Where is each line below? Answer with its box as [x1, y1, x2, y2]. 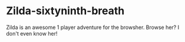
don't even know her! [6, 30, 58, 37]
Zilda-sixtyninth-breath [6, 4, 125, 18]
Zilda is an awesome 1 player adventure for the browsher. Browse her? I [6, 24, 180, 31]
